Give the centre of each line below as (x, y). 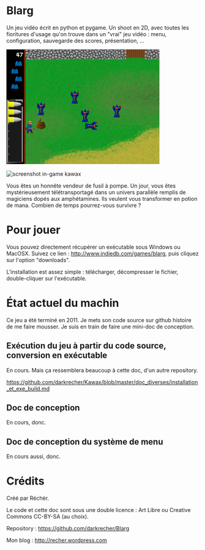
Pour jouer (33, 230)
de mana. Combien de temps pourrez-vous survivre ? (74, 205)
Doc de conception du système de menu (85, 442)
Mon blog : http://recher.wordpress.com (57, 540)
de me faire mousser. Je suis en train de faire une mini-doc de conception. (100, 326)
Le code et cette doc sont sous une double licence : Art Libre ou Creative (99, 510)
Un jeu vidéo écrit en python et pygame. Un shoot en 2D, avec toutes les (98, 28)
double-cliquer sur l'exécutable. (47, 278)
